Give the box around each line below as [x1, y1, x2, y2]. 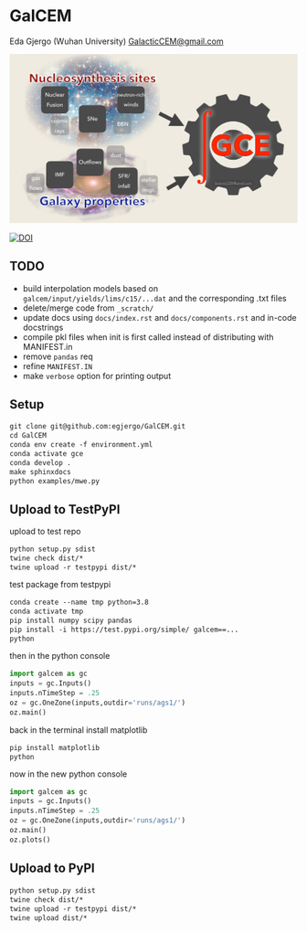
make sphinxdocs [9, 468, 71, 477]
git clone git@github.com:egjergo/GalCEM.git [9, 422, 185, 431]
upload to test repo [9, 526, 81, 537]
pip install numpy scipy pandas [9, 616, 132, 626]
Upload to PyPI [9, 861, 95, 876]
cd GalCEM [9, 431, 48, 440]
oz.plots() [9, 835, 51, 844]
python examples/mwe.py [9, 477, 101, 486]
